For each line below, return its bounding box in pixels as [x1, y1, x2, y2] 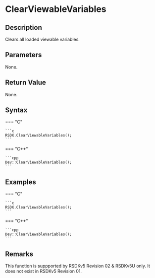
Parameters [5, 51, 42, 59]
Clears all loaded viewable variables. [5, 36, 80, 42]
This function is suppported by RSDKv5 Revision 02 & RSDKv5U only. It [5, 263, 150, 269]
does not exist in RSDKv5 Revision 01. [5, 268, 82, 274]
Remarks [5, 250, 34, 258]
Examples [5, 178, 36, 186]
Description [5, 23, 42, 32]
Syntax [5, 106, 28, 115]
